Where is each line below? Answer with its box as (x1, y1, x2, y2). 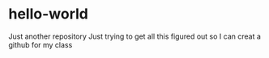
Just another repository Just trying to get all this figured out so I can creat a (8, 31, 262, 41)
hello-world (8, 5, 89, 23)
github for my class (8, 39, 73, 49)
